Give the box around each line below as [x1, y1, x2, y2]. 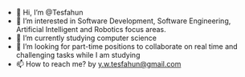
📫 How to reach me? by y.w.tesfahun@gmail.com [15, 59, 182, 68]
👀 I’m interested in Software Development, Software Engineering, [15, 16, 231, 26]
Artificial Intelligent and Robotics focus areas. [15, 25, 166, 34]
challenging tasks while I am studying [15, 51, 141, 59]
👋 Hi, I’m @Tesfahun [15, 8, 84, 17]
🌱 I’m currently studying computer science [15, 33, 157, 43]
